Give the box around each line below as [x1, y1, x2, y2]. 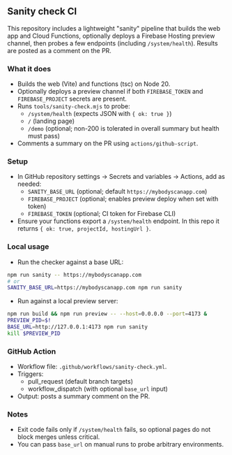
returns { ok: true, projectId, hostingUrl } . [17, 224, 151, 233]
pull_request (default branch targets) [27, 377, 134, 386]
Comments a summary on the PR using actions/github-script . [17, 139, 199, 147]
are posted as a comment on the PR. [7, 46, 111, 55]
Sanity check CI [7, 6, 77, 17]
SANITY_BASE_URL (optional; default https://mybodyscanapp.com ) [27, 187, 208, 196]
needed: [17, 180, 42, 188]
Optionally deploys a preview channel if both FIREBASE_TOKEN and [17, 87, 203, 96]
